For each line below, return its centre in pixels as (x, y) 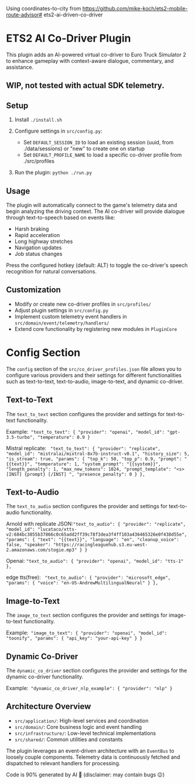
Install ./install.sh (38, 120)
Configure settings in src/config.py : (58, 131)
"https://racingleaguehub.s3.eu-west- (100, 545)
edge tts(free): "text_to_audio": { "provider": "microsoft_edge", (88, 577)
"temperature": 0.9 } (64, 437)
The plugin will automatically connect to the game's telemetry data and (92, 205)
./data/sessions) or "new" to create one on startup (84, 148)
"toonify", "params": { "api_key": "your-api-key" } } (74, 638)
